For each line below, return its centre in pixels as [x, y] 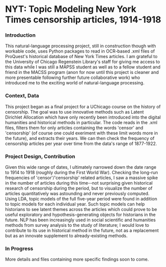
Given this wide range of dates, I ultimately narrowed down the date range [81, 167]
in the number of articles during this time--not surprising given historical [79, 183]
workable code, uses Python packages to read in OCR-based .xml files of [80, 51]
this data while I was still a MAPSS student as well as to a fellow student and [83, 67]
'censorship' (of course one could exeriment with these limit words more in [82, 133]
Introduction [20, 35]
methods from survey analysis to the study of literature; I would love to [77, 225]
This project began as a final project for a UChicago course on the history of [83, 106]
